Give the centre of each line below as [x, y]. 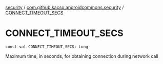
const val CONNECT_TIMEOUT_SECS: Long [47, 47]
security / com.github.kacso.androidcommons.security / [65, 7]
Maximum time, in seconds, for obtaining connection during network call [82, 56]
